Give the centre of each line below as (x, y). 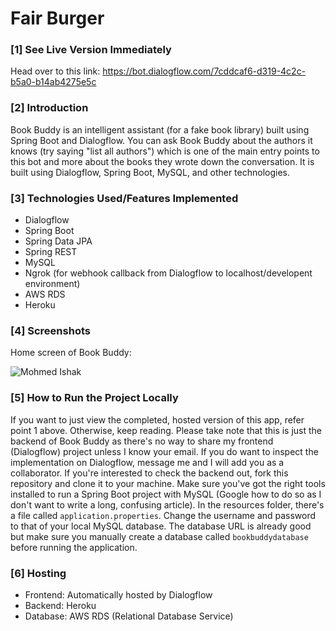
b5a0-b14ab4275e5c (53, 82)
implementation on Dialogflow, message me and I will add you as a (147, 462)
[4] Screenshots (50, 330)
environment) (52, 284)
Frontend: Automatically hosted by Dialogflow (118, 594)
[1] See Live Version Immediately (91, 50)
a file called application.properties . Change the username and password (163, 515)
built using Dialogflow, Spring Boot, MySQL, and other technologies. (150, 172)
